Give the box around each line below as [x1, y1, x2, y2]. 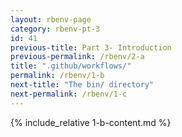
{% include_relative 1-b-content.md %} [10, 116, 172, 128]
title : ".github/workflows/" [10, 61, 132, 71]
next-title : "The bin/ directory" [10, 80, 155, 90]
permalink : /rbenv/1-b [10, 71, 105, 81]
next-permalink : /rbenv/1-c [10, 89, 128, 99]
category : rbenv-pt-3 [10, 24, 101, 34]
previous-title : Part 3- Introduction [10, 42, 172, 53]
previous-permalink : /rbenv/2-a [10, 52, 145, 62]
